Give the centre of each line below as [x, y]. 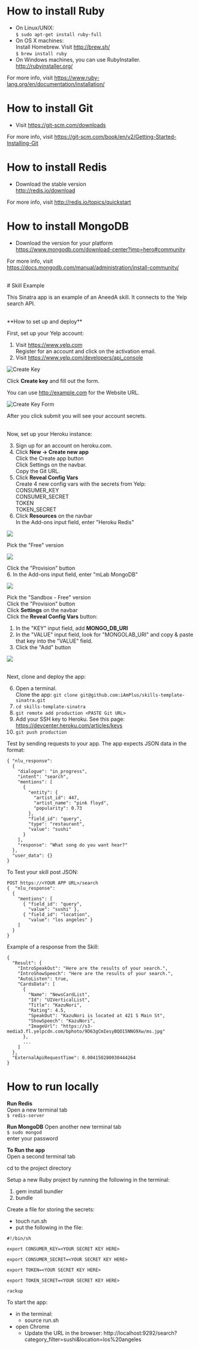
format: [16, 750]
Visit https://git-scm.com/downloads [61, 125]
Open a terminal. [36, 688]
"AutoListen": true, [43, 979]
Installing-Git [22, 143]
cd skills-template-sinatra [50, 707]
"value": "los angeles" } [61, 920]
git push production [41, 732]
